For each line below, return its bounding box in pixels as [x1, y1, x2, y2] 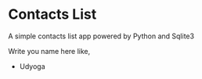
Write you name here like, [8, 46, 91, 56]
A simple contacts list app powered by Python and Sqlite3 [8, 31, 194, 41]
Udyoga [19, 61, 45, 71]
